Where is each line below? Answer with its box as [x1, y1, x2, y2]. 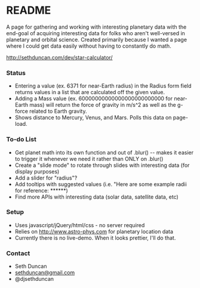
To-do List [6, 135, 37, 144]
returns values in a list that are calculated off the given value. [14, 89, 165, 96]
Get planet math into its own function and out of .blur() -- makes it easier [14, 148, 194, 156]
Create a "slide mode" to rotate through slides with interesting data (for [14, 162, 190, 169]
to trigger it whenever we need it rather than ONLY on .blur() [14, 155, 164, 162]
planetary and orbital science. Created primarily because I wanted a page [6, 36, 187, 43]
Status [6, 69, 26, 77]
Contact [6, 249, 30, 257]
